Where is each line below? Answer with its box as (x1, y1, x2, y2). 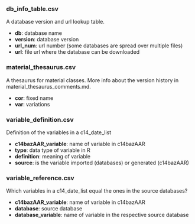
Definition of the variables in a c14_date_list (6, 129, 112, 136)
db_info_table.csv (6, 5, 59, 13)
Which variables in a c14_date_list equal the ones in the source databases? (6, 187, 188, 194)
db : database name (14, 30, 62, 37)
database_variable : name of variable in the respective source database (14, 212, 189, 219)
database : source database (14, 205, 83, 212)
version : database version (14, 36, 79, 43)
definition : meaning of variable (14, 152, 90, 160)
